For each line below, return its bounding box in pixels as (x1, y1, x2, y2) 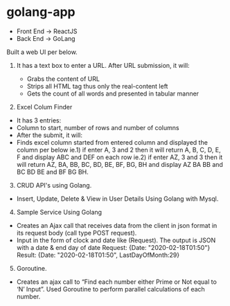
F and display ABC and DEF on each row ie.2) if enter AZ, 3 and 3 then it (16, 153, 223, 161)
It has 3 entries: (16, 116, 62, 125)
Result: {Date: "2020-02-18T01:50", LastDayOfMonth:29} (16, 251, 180, 259)
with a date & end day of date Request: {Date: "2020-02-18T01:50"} (16, 243, 211, 251)
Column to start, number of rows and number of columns (16, 123, 179, 132)
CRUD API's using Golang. (16, 181, 92, 189)
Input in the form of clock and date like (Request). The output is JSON (16, 236, 216, 244)
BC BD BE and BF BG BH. (16, 168, 89, 176)
